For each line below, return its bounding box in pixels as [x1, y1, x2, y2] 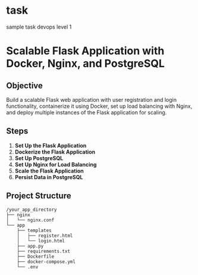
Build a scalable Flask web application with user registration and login [6, 96, 177, 103]
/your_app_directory [6, 207, 58, 212]
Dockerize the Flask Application [14, 148, 96, 155]
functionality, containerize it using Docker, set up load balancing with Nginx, [6, 102, 193, 110]
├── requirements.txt [17, 248, 70, 254]
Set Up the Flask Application [14, 142, 87, 149]
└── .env [17, 264, 39, 270]
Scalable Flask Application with [6, 44, 165, 58]
